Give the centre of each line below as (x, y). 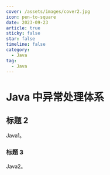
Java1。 (16, 136)
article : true (23, 28)
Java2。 (16, 166)
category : (18, 50)
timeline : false (26, 45)
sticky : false (23, 33)
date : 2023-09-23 (27, 22)
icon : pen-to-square (31, 17)
